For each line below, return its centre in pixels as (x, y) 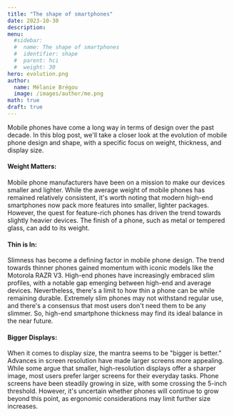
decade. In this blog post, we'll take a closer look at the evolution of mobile (117, 135)
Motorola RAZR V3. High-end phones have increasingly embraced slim (111, 275)
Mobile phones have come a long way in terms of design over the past (111, 127)
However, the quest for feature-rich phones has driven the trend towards (114, 213)
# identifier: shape (46, 54)
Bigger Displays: (32, 337)
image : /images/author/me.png (58, 94)
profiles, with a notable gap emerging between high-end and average (110, 283)
